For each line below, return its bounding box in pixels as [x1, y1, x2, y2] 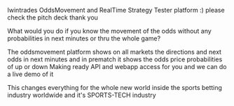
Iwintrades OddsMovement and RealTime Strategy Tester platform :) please [7, 6, 226, 14]
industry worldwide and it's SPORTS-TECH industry [7, 91, 156, 99]
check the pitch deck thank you [7, 13, 98, 22]
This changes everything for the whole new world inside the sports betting [7, 84, 223, 91]
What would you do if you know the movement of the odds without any [7, 27, 212, 35]
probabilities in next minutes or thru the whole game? [7, 34, 161, 43]
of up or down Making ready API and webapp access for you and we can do [7, 63, 227, 70]
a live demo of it [7, 70, 54, 78]
